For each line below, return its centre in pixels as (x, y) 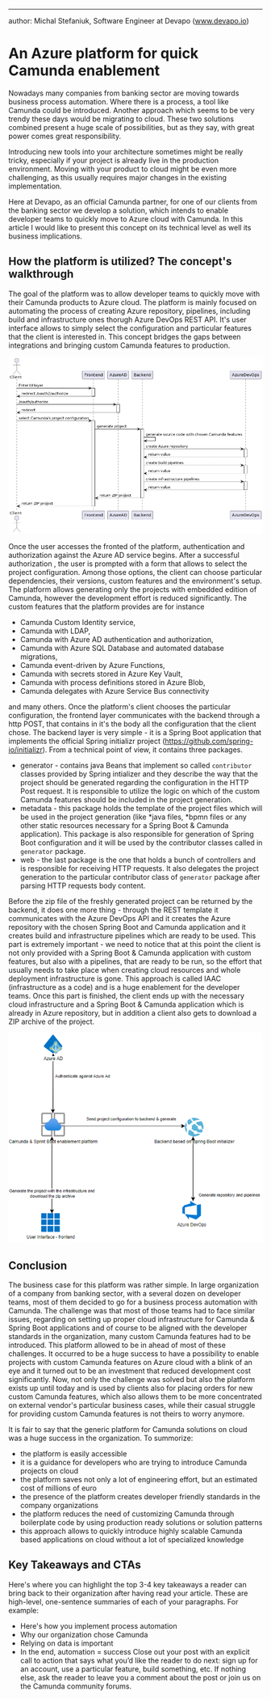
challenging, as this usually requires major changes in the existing (118, 177)
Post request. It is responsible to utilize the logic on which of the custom (140, 791)
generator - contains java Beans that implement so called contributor (136, 766)
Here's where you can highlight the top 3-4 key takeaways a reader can (128, 1584)
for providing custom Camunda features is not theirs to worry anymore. (127, 1414)
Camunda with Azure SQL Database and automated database (122, 649)
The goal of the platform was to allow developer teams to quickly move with (134, 294)
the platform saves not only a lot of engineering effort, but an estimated (139, 1480)
